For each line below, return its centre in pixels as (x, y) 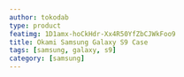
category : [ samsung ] (47, 58)
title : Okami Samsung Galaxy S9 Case (79, 42)
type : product (35, 26)
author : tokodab (39, 17)
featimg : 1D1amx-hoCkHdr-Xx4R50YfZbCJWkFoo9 (92, 34)
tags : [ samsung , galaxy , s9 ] (63, 50)
